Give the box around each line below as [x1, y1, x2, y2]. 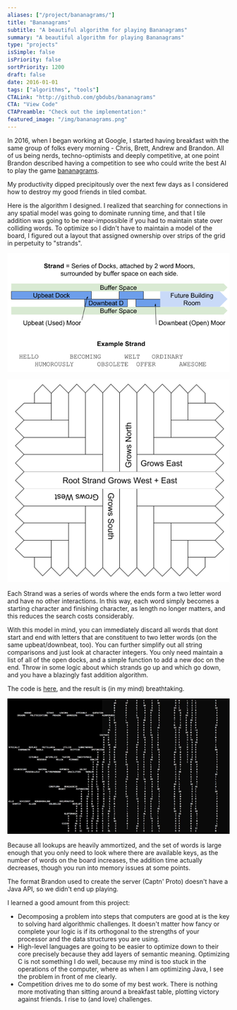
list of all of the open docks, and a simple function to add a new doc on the [7, 655, 225, 665]
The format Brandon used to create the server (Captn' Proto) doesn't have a [7, 877, 229, 885]
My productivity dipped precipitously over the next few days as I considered [7, 180, 229, 188]
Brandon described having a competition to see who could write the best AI [7, 159, 227, 167]
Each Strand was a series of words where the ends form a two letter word [7, 590, 221, 598]
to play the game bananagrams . [7, 166, 100, 175]
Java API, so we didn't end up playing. [7, 885, 119, 893]
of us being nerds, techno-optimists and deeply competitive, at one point [7, 151, 219, 159]
